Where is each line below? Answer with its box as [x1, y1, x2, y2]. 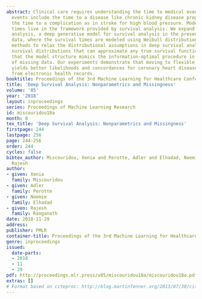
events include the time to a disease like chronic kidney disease [11, 14, 185, 20]
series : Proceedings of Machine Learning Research [6, 104, 136, 110]
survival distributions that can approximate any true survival [11, 48, 176, 54]
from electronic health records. [11, 71, 96, 77]
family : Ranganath [11, 210, 58, 217]
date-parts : [11, 250, 42, 256]
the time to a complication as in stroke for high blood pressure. [11, 20, 185, 26]
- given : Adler [6, 183, 44, 189]
